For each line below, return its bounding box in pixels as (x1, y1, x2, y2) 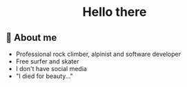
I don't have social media (15, 65, 87, 72)
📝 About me (6, 32, 57, 43)
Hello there (82, 4, 147, 20)
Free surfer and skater (15, 57, 79, 66)
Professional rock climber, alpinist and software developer (15, 50, 181, 58)
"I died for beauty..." (15, 72, 73, 80)
